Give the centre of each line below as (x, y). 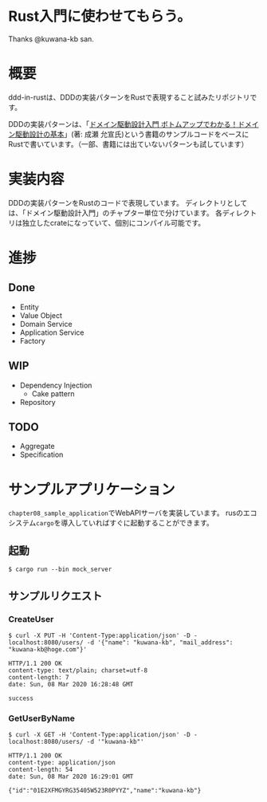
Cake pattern (53, 393)
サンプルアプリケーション (92, 489)
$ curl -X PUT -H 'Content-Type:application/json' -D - (103, 635)
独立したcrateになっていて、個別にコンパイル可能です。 (114, 222)
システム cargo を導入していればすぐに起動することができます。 (111, 523)
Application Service (52, 332)
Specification (41, 454)
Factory (32, 340)
